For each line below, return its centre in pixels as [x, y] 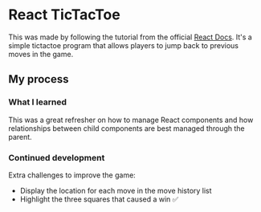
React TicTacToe [64, 15]
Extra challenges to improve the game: [72, 175]
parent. [20, 137]
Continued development [57, 157]
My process [39, 79]
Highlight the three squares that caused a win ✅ [99, 199]
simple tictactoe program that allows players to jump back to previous [124, 45]
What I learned [37, 102]
